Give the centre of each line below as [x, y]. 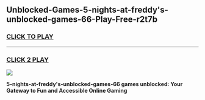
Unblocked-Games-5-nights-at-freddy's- [88, 10]
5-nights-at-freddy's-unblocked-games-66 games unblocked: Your [95, 84]
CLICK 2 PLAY [27, 59]
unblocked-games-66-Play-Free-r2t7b [82, 20]
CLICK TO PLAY [30, 37]
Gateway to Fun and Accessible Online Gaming [67, 90]
